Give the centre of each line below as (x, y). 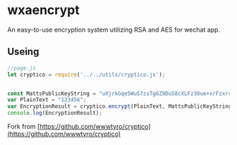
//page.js (22, 68)
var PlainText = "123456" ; (47, 100)
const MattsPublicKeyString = (52, 94)
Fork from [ (24, 126)
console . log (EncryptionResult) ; (55, 113)
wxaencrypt (43, 10)
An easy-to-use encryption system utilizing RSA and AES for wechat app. (114, 30)
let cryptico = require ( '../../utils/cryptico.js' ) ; (86, 75)
